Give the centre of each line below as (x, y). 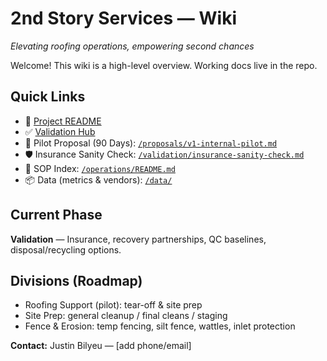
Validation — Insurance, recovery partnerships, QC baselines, (138, 239)
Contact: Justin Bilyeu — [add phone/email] (101, 346)
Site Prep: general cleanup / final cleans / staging (126, 316)
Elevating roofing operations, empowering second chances (132, 46)
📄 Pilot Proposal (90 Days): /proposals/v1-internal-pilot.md (151, 143)
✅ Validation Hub (60, 131)
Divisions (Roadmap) (76, 280)
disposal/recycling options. (66, 249)
